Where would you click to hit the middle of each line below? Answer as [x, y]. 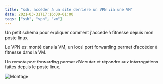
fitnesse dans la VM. [26, 52]
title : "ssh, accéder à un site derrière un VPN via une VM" [69, 10]
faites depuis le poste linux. [33, 67]
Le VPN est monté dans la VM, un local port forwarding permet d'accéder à [81, 47]
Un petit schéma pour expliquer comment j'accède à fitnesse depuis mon [79, 33]
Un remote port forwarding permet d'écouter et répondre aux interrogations [82, 62]
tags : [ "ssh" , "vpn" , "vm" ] [34, 19]
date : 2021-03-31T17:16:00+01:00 [39, 14]
